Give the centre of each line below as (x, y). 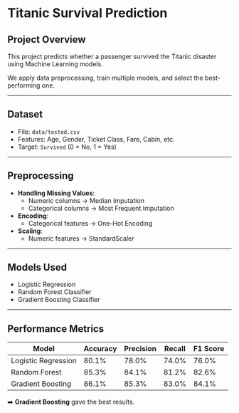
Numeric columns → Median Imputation (86, 200)
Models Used (37, 267)
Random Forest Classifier (54, 292)
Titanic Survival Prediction (87, 13)
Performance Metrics (56, 329)
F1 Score (209, 349)
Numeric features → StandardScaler (81, 238)
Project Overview (47, 40)
